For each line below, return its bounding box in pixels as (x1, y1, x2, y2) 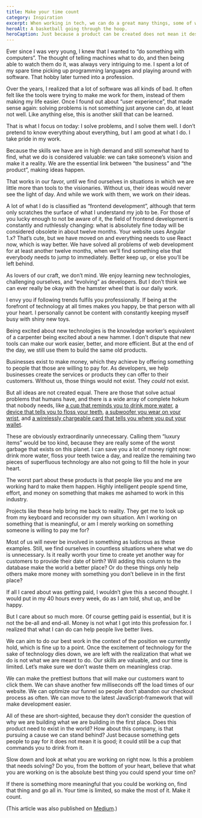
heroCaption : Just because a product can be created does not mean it (6, 31, 187, 37)
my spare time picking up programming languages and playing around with (6, 67, 192, 74)
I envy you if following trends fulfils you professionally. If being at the (6, 296, 177, 303)
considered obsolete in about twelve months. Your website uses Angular (6, 228, 186, 235)
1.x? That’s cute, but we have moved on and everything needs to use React (6, 235, 192, 242)
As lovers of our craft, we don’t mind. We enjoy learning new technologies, (6, 272, 191, 279)
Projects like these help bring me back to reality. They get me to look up (6, 507, 185, 515)
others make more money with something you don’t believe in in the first (6, 571, 185, 578)
